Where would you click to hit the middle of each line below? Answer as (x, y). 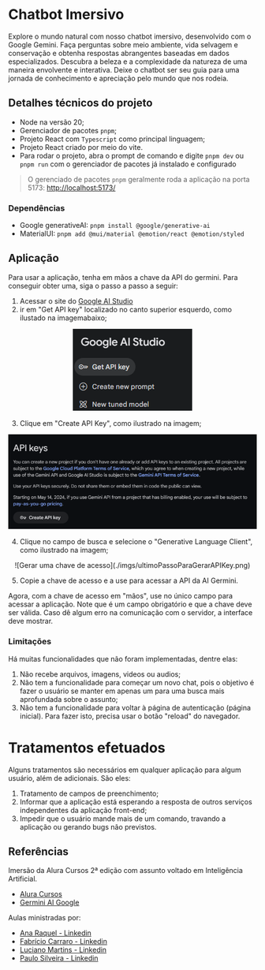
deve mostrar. (31, 621)
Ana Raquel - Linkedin (56, 933)
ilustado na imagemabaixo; (63, 318)
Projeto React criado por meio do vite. (81, 147)
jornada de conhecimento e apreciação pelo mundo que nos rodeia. (118, 78)
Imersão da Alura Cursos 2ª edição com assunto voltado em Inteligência (125, 871)
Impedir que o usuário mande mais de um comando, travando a (123, 819)
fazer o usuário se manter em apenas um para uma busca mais (122, 691)
